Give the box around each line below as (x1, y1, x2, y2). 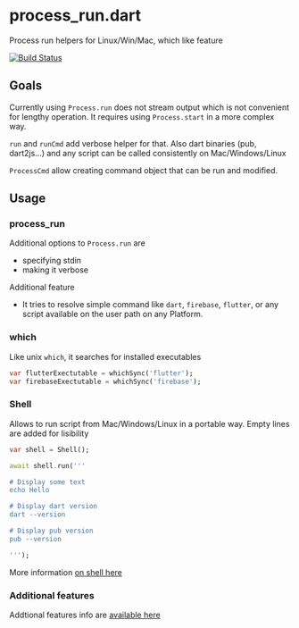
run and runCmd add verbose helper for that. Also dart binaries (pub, (9, 138, 257, 148)
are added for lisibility (9, 428, 89, 439)
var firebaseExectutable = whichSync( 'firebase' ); (9, 377, 202, 386)
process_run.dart (9, 5, 142, 26)
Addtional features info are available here (9, 609, 161, 620)
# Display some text (9, 477, 87, 487)
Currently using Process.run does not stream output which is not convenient (9, 102, 290, 113)
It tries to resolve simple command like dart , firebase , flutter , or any (21, 299, 279, 310)
